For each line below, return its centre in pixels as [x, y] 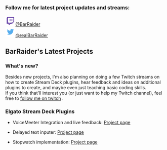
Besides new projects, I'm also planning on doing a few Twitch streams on [82, 77]
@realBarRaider [32, 35]
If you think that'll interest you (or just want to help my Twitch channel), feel [84, 93]
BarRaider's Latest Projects [49, 51]
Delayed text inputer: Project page [48, 132]
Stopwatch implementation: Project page [55, 142]
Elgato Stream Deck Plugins [40, 111]
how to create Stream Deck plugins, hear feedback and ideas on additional [83, 82]
